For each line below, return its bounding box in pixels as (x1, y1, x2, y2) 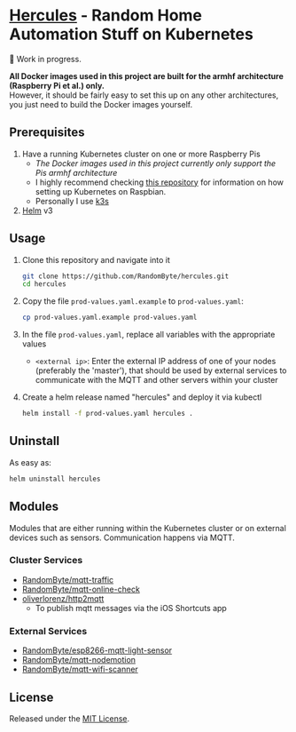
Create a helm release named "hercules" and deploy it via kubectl (21, 392, 262, 402)
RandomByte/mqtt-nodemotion (21, 655, 136, 665)
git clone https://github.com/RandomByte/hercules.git (21, 272, 230, 281)
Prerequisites (9, 125, 85, 140)
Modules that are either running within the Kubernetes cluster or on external (9, 522, 286, 533)
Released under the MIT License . (9, 712, 130, 724)
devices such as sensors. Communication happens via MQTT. (9, 532, 235, 543)
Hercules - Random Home (9, 5, 202, 26)
